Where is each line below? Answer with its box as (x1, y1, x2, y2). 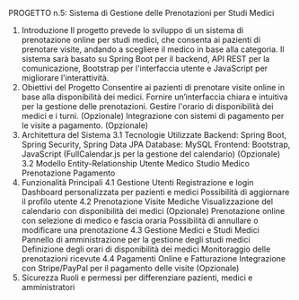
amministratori (21, 282, 75, 292)
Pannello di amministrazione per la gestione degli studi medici (21, 235, 251, 244)
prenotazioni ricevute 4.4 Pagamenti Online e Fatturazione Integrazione (21, 253, 286, 263)
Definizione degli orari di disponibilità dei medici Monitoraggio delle (21, 244, 271, 254)
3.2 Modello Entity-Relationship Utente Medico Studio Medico (21, 159, 251, 168)
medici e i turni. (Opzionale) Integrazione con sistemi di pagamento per (21, 111, 285, 121)
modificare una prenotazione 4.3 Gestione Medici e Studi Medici (21, 225, 259, 236)
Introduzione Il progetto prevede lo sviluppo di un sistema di (21, 25, 244, 35)
